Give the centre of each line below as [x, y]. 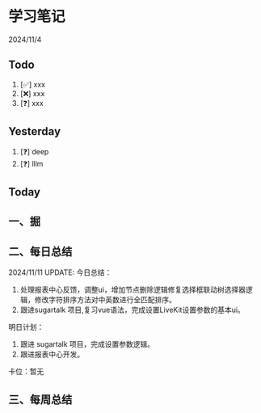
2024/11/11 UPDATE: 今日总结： [60, 272]
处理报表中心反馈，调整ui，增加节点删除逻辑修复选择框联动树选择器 [133, 290]
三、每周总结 [40, 400]
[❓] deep [34, 151]
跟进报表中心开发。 [52, 354]
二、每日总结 [40, 251]
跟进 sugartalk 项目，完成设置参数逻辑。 [87, 344]
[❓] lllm [32, 163]
